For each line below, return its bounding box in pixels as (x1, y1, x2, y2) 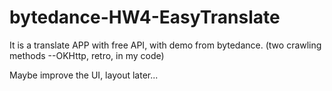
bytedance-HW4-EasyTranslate (9, 6, 281, 29)
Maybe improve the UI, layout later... (9, 69, 159, 81)
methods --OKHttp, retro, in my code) (9, 49, 165, 61)
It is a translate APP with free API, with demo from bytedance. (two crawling (9, 39, 322, 51)
